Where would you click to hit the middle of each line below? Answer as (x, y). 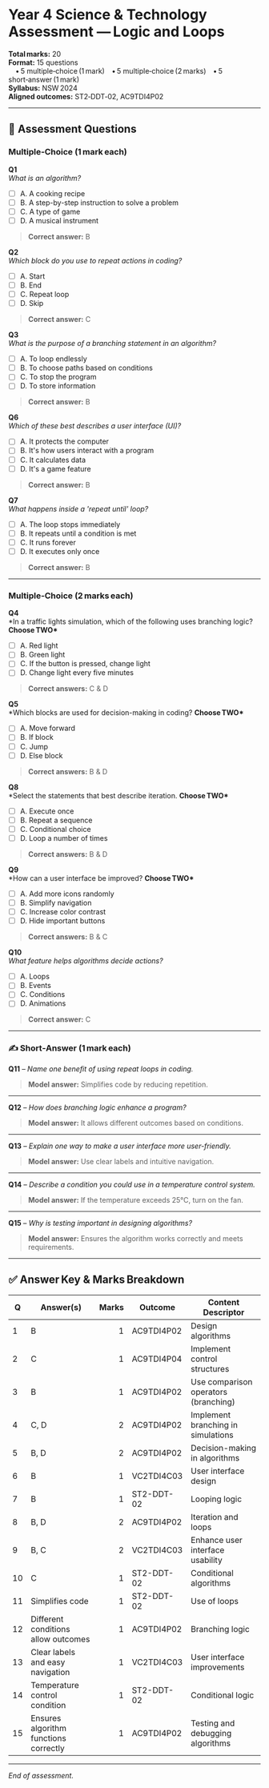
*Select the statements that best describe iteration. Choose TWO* (118, 795)
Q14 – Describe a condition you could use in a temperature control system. (132, 1184)
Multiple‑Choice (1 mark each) (68, 152)
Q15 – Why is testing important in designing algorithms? (100, 1223)
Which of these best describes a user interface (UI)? (95, 426)
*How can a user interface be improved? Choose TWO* (101, 878)
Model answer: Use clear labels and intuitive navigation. (121, 1161)
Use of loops (215, 1601)
